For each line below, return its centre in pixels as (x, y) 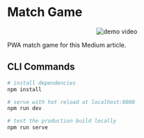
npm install (24, 89)
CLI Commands (41, 67)
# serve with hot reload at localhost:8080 (71, 102)
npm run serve (28, 128)
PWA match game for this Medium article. (67, 45)
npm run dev (24, 109)
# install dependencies (42, 83)
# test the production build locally (62, 121)
